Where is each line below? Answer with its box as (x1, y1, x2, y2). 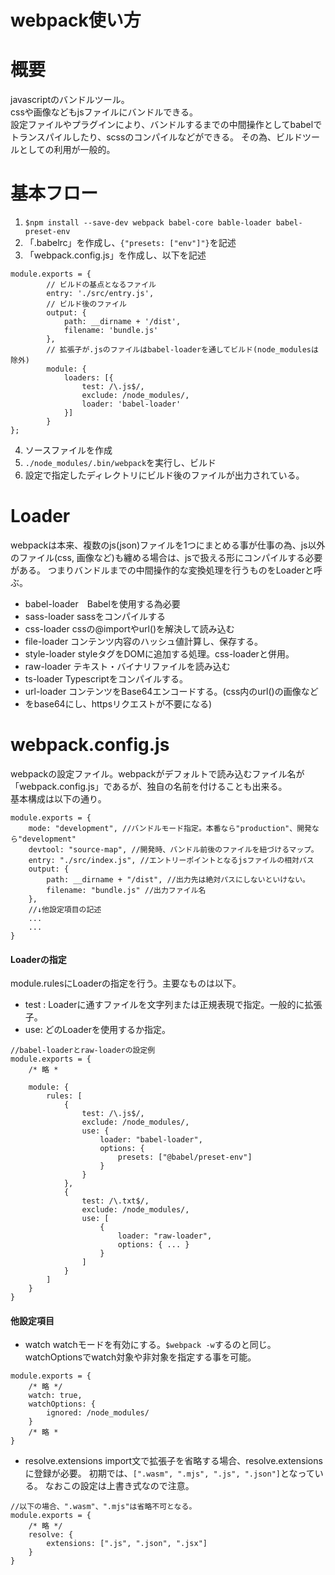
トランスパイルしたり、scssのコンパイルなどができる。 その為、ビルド (10, 131, 303, 143)
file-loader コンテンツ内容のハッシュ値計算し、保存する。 (24, 636, 264, 647)
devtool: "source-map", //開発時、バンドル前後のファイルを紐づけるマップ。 (28, 844, 319, 855)
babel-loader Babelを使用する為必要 (24, 598, 181, 610)
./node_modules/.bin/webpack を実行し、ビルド (24, 457, 217, 469)
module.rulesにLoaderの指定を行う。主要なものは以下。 (10, 977, 242, 990)
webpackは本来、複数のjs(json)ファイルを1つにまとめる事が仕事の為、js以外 (10, 539, 326, 551)
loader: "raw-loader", (117, 1231, 213, 1241)
